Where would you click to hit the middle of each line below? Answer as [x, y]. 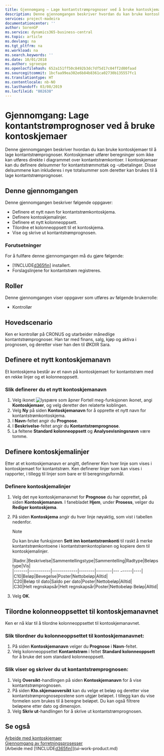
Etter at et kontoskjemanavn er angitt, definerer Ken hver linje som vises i [79, 463]
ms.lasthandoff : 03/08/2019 [34, 87]
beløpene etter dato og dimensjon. [47, 706]
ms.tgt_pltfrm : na [24, 46]
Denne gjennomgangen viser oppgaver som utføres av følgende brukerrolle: [82, 298]
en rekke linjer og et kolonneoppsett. [42, 377]
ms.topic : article [24, 37]
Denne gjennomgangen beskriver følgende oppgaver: [59, 202]
